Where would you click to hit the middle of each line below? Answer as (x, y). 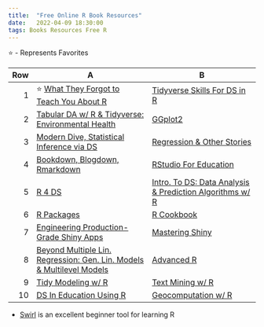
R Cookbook (175, 215)
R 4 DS (49, 192)
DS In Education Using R (81, 296)
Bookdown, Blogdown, (78, 160)
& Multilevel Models (72, 270)
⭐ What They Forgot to (78, 89)
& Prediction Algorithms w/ (201, 192)
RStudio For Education (193, 164)
